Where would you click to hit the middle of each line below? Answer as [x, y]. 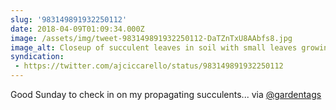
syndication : [37, 57]
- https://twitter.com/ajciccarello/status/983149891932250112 [149, 66]
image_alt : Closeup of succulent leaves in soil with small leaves [154, 47]
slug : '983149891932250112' [69, 19]
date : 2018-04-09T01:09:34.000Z [77, 29]
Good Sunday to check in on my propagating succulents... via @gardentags [166, 94]
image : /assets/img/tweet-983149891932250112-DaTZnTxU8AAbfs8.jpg [151, 38]
